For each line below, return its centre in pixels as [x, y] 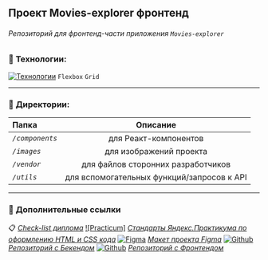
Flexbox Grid [79, 77]
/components [35, 138]
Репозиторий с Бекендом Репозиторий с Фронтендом [116, 247]
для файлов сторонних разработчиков [156, 164]
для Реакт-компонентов [156, 139]
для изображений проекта [156, 152]
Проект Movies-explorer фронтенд [99, 13]
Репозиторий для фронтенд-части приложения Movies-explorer [116, 33]
